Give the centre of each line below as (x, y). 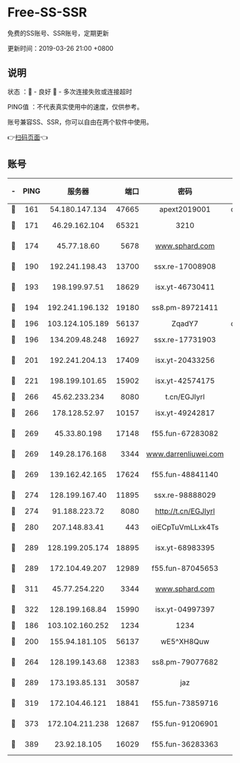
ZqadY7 (185, 324)
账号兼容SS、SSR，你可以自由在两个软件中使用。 (80, 121)
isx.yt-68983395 (185, 547)
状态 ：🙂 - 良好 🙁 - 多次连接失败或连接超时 (70, 91)
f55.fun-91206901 (185, 724)
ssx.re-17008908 (185, 266)
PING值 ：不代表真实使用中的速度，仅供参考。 (75, 106)
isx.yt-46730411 (185, 286)
